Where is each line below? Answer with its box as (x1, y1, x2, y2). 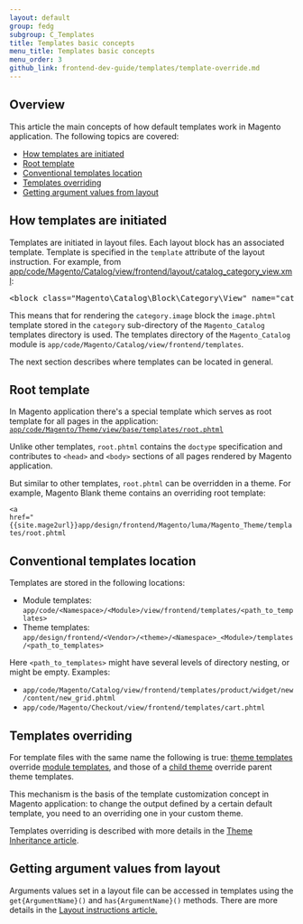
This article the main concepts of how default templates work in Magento (9, 121, 281, 132)
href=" (9, 513, 34, 523)
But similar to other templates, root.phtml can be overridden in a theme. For (9, 478, 291, 489)
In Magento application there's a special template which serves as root (9, 406, 272, 417)
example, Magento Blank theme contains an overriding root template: (9, 487, 266, 498)
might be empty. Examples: (9, 666, 111, 678)
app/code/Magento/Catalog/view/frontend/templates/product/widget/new (22, 686, 294, 695)
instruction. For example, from (9, 256, 122, 267)
